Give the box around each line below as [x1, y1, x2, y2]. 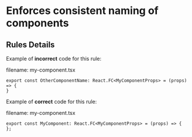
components [6, 16, 69, 30]
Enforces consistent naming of [6, 4, 159, 17]
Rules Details [6, 40, 55, 50]
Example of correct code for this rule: [6, 98, 97, 105]
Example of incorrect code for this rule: [6, 55, 102, 62]
